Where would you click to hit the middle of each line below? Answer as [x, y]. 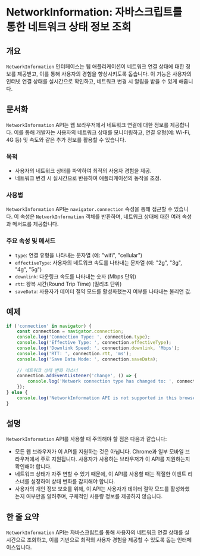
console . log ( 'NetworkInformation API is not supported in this [97, 398]
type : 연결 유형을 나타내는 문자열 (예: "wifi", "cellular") [79, 255]
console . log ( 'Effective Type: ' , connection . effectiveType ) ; [94, 343]
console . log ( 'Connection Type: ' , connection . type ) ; [84, 337]
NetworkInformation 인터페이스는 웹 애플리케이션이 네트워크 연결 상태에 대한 [95, 66]
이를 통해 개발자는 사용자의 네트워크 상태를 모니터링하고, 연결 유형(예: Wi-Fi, [102, 132]
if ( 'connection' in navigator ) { [49, 326]
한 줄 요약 [23, 517]
